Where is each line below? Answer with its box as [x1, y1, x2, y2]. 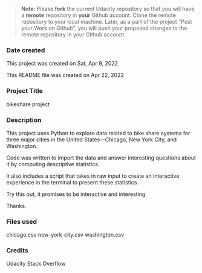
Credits [6, 246, 28, 255]
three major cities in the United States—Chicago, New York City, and [6, 136, 177, 143]
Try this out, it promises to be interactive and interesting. [6, 190, 147, 198]
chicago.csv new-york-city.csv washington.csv [6, 231, 125, 238]
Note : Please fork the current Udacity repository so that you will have [21, 5, 195, 12]
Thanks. [6, 202, 27, 209]
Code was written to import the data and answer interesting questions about [6, 154, 197, 161]
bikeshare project [6, 100, 50, 108]
